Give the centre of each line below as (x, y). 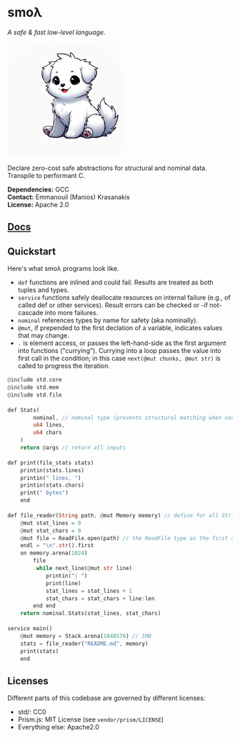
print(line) (63, 583)
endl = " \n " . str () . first (57, 546)
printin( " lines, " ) (51, 478)
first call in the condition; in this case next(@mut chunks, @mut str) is (119, 359)
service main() (30, 629)
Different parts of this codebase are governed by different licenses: (106, 698)
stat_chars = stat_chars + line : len (100, 598)
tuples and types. (43, 290)
